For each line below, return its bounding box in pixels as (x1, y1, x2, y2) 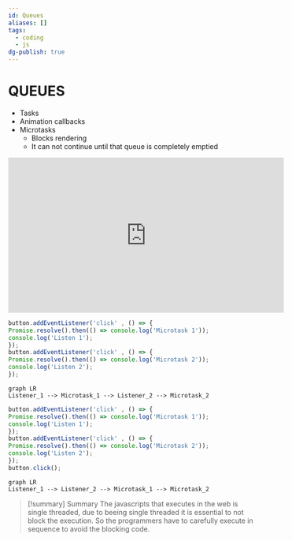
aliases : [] (8, 19, 47, 27)
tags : (8, 26, 26, 34)
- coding (15, 33, 44, 42)
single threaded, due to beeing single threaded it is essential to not (27, 507, 244, 517)
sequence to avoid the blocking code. (27, 524, 150, 533)
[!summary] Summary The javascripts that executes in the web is (27, 498, 238, 509)
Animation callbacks (19, 116, 86, 126)
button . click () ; (8, 464, 61, 472)
